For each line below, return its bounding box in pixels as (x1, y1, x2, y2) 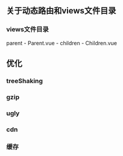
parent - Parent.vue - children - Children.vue (6, 39, 118, 46)
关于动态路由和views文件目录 (6, 5, 116, 16)
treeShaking (6, 77, 43, 85)
